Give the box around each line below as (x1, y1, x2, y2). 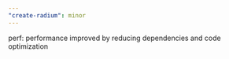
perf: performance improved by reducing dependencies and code (8, 33, 222, 42)
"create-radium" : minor (8, 11, 87, 20)
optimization (8, 41, 49, 51)
